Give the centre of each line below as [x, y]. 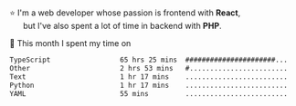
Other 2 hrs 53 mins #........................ [148, 68]
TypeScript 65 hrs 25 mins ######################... [148, 60]
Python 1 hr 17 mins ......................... [148, 85]
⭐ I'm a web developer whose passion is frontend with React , [125, 13]
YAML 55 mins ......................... [148, 93]
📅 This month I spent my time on [70, 43]
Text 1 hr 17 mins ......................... [148, 77]
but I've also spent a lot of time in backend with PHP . [122, 26]
